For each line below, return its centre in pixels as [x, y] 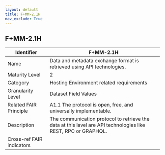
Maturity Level [24, 75]
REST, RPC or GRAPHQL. [78, 131]
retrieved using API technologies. [88, 67]
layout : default [22, 10]
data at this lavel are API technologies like [98, 125]
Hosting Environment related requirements [98, 83]
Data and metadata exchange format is [94, 61]
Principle [18, 111]
